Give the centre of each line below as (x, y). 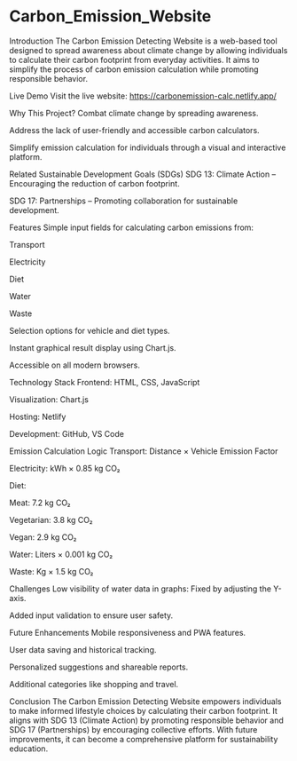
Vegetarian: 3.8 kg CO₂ (51, 519)
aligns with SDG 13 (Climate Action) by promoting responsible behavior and (146, 720)
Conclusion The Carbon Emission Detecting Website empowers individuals (145, 701)
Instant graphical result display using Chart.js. (93, 347)
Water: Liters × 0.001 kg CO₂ (61, 554)
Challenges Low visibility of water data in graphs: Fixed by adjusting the (141, 589)
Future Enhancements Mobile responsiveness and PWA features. (128, 632)
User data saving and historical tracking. (83, 649)
